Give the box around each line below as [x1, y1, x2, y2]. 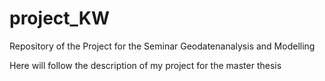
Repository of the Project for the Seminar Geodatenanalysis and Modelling [9, 40, 316, 52]
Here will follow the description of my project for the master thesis [9, 59, 282, 71]
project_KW [9, 7, 111, 30]
